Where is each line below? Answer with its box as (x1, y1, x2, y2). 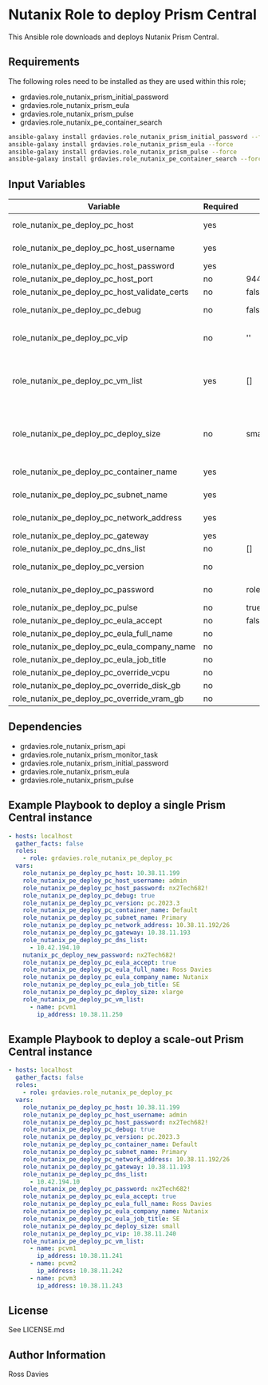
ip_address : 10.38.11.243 (37, 1281, 124, 1290)
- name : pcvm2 (29, 1260, 77, 1268)
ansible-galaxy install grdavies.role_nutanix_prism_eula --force (8, 140, 234, 149)
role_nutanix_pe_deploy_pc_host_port (12, 273, 153, 285)
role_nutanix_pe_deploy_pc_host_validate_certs (12, 286, 189, 297)
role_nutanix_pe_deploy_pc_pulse (12, 602, 138, 613)
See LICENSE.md (8, 1325, 65, 1335)
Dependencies (8, 720, 82, 734)
